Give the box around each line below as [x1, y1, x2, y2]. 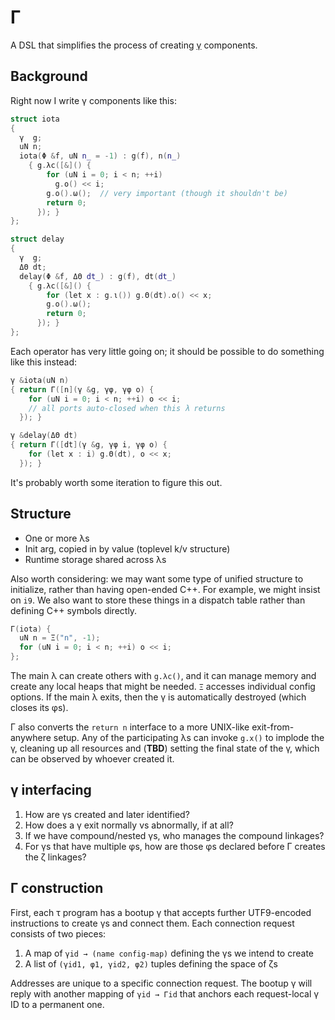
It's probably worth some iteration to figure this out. [10, 476, 223, 488]
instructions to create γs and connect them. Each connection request [10, 917, 295, 929]
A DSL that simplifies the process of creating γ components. [10, 39, 258, 51]
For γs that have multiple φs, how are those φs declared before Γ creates [24, 840, 326, 852]
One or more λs [24, 532, 90, 544]
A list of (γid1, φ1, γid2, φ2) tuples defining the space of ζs [24, 957, 278, 970]
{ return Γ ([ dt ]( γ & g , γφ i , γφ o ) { [10, 440, 168, 450]
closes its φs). [10, 702, 69, 714]
